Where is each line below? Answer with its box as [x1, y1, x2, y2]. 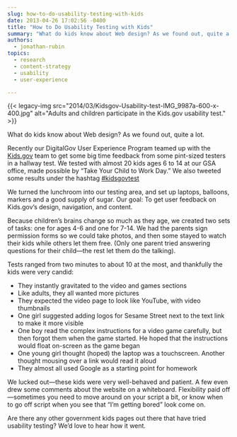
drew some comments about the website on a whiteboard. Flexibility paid [7, 385, 221, 394]
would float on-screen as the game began [17, 342, 140, 350]
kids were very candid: [7, 268, 74, 276]
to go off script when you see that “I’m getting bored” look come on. [7, 400, 206, 409]
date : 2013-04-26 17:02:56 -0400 [7, 17, 106, 24]
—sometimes [7, 393, 46, 402]
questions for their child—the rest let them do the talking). [7, 247, 176, 255]
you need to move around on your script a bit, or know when [47, 393, 224, 402]
